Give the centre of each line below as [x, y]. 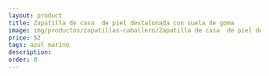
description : [30, 52]
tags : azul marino [39, 45]
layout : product [35, 15]
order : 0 [23, 60]
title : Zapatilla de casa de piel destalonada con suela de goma [121, 23]
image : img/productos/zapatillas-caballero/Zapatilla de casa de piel [130, 30]
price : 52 [25, 38]
